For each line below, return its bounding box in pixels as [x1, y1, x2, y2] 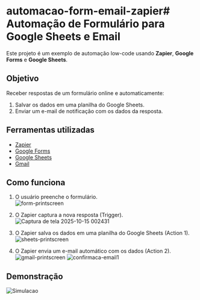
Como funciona [6, 177, 66, 188]
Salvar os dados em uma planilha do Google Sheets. [14, 101, 145, 108]
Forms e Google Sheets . [6, 56, 68, 63]
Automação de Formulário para [6, 17, 165, 31]
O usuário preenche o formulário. [14, 194, 98, 201]
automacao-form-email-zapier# [6, 4, 170, 18]
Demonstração [6, 271, 63, 281]
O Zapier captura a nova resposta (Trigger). [14, 212, 123, 219]
